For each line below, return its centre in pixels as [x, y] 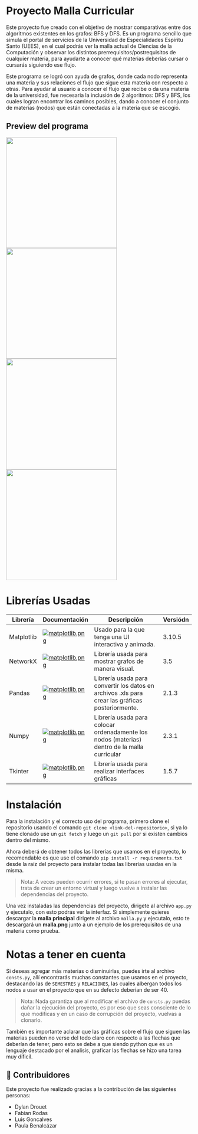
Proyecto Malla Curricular [70, 11]
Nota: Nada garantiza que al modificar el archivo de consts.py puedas [105, 1001]
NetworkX [23, 661]
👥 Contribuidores [38, 1075]
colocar [105, 724]
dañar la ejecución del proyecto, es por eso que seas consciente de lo [106, 1007]
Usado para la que [119, 629]
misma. [15, 870]
